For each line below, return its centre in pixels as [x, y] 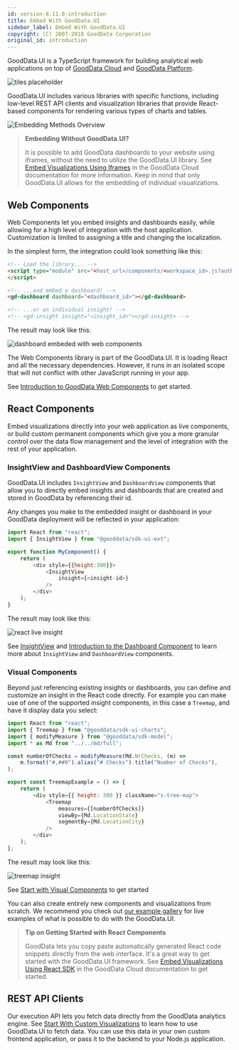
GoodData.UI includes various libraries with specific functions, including [113, 96]
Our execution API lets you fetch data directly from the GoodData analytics [117, 1016]
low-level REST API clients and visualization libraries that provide [102, 103]
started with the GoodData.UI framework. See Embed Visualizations [124, 961]
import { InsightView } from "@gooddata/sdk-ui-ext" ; [89, 539]
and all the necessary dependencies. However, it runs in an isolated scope [116, 365]
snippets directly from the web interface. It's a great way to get [117, 953]
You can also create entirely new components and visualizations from [109, 903]
